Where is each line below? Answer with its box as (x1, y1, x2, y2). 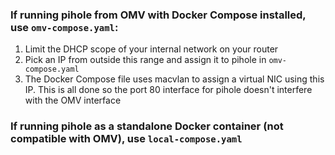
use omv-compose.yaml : (10, 20, 119, 34)
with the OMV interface (24, 94, 122, 107)
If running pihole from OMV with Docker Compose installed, (10, 8, 307, 22)
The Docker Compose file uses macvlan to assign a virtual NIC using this (24, 73, 325, 85)
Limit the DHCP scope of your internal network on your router (24, 43, 279, 55)
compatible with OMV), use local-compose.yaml (10, 132, 243, 146)
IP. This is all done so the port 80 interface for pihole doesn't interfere (24, 84, 313, 96)
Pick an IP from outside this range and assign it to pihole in (24, 54, 267, 66)
